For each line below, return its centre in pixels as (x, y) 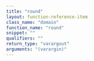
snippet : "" (21, 33)
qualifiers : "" (25, 38)
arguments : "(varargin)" (36, 49)
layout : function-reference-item (47, 17)
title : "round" (25, 11)
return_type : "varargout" (38, 44)
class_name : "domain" (33, 22)
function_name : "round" (35, 28)
